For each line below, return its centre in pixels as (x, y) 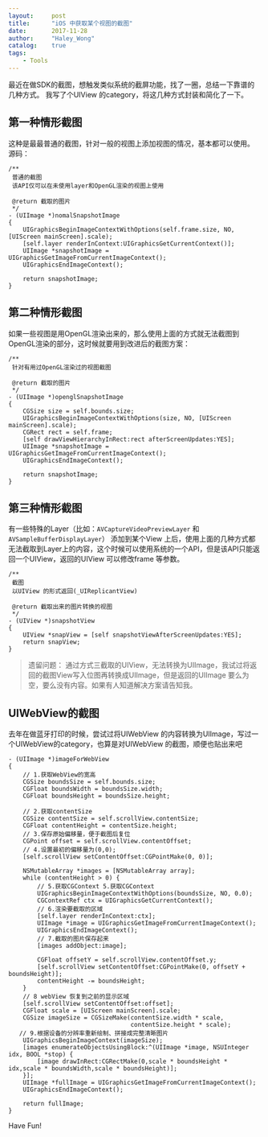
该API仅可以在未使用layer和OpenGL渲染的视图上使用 (88, 186)
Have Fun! (25, 1126)
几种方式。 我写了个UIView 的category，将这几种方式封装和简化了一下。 (128, 94)
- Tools (35, 61)
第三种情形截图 (45, 508)
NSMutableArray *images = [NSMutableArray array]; (109, 871)
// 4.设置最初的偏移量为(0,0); (69, 850)
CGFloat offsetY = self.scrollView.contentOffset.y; (127, 960)
